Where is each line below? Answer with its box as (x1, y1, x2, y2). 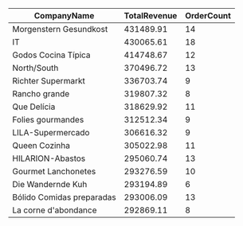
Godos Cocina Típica (12, 49, 91, 60)
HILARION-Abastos (12, 153, 86, 164)
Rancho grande (12, 88, 70, 99)
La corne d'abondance (12, 205, 97, 216)
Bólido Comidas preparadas (12, 192, 117, 202)
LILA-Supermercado (12, 127, 90, 138)
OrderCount (184, 10, 231, 21)
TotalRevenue (123, 10, 178, 21)
